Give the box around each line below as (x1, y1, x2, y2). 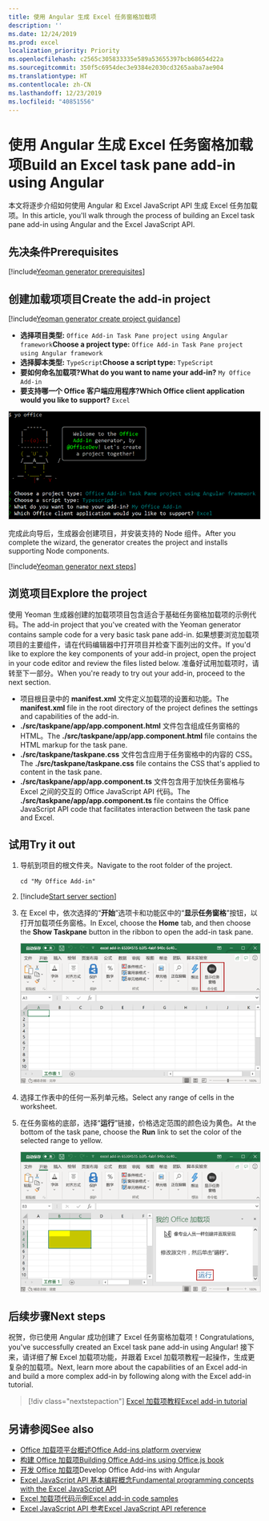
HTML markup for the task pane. (19, 740, 128, 749)
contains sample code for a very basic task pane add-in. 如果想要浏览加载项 (8, 630, 259, 639)
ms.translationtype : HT (8, 72, 88, 80)
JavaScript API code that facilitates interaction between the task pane (19, 804, 251, 813)
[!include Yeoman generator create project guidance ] (8, 314, 181, 323)
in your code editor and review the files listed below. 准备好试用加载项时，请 (8, 658, 259, 667)
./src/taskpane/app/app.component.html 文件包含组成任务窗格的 (19, 720, 240, 730)
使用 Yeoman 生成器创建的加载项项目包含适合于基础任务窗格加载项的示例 (8, 610, 250, 619)
